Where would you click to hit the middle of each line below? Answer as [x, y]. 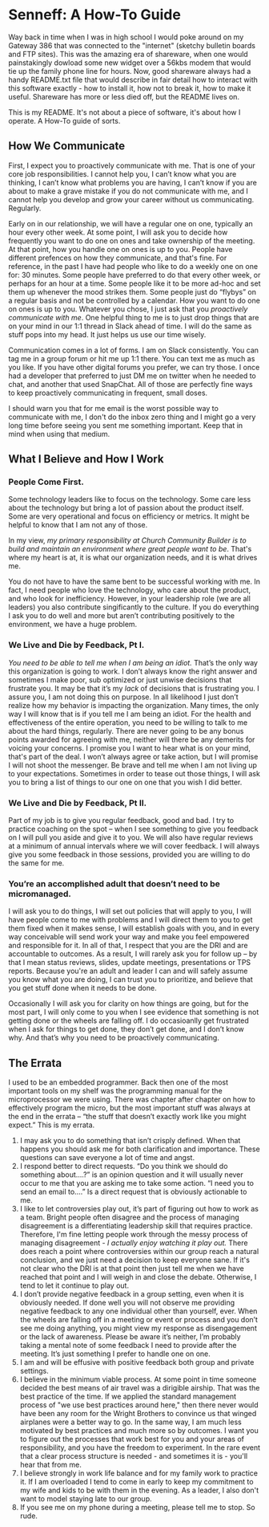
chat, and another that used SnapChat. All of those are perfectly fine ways [131, 384]
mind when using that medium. [59, 434]
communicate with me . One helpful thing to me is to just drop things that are [134, 317]
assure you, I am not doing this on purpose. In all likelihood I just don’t [123, 697]
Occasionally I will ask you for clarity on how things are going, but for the [128, 1004]
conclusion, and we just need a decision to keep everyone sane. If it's [135, 1260]
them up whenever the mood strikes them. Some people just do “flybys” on [132, 291]
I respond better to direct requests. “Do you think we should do [124, 1167]
